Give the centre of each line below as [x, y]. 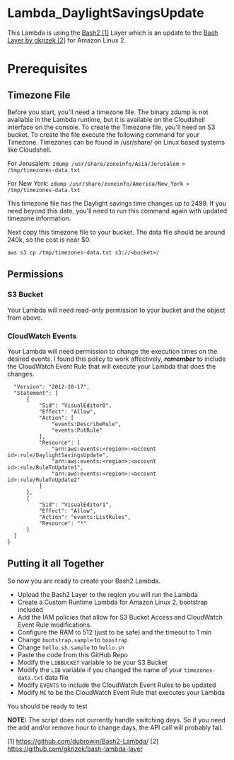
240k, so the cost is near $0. [49, 240]
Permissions [35, 274]
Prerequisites [48, 69]
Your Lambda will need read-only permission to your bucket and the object [116, 310]
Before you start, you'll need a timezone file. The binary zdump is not [108, 112]
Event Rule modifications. [54, 625]
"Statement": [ [36, 393]
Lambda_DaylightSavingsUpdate [106, 13]
